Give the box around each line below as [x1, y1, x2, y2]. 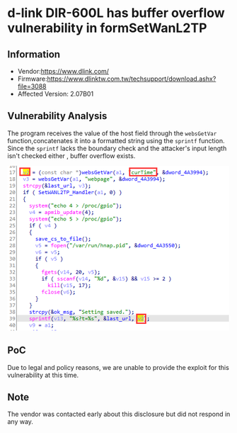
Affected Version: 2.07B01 [17, 90, 94, 98]
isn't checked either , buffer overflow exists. [7, 151, 136, 160]
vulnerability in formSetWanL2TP [7, 20, 207, 36]
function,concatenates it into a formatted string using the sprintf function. [7, 136, 225, 145]
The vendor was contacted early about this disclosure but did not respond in [7, 410, 231, 419]
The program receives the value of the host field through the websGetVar [7, 129, 217, 137]
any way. [7, 417, 34, 426]
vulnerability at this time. [7, 371, 79, 379]
